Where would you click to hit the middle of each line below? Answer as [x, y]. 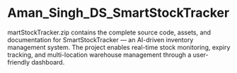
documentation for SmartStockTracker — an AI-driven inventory [100, 39]
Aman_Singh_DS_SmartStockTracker [118, 13]
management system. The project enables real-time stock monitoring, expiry [119, 47]
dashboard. [48, 62]
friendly [19, 62]
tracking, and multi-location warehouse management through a [99, 55]
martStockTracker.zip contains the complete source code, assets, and [109, 32]
